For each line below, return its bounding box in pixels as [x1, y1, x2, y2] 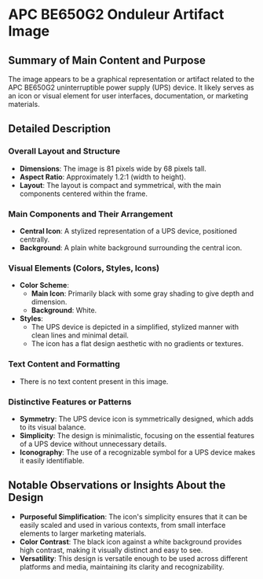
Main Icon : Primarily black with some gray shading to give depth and [31, 289, 254, 298]
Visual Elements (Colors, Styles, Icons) [8, 262, 160, 273]
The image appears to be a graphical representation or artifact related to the [8, 75, 255, 83]
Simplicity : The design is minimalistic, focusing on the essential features [19, 430, 255, 440]
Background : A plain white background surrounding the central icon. [19, 242, 243, 253]
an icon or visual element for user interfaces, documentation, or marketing [8, 91, 249, 100]
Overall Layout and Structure [8, 146, 120, 157]
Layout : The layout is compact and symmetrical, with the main [19, 180, 221, 190]
